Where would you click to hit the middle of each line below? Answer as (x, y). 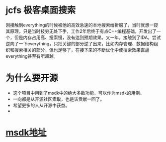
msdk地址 (26, 133)
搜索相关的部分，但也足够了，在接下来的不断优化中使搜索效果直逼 (82, 50)
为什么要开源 (32, 78)
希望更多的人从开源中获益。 (41, 105)
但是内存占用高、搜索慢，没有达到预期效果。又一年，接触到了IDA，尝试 (87, 37)
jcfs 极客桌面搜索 (41, 10)
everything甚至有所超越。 (32, 56)
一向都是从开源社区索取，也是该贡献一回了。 (59, 99)
